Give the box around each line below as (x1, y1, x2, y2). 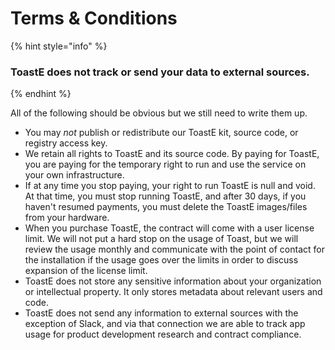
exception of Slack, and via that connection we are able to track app (24, 318, 306, 330)
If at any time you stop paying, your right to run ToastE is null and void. (24, 180, 316, 192)
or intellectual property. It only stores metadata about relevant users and (24, 286, 323, 298)
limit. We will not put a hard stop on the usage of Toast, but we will (24, 233, 299, 245)
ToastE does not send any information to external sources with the (24, 307, 299, 319)
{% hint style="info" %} (10, 40, 108, 52)
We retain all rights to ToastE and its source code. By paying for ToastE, (24, 148, 320, 160)
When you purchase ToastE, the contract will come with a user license (24, 222, 315, 234)
